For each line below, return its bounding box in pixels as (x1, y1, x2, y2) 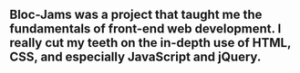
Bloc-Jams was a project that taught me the (9, 7, 263, 23)
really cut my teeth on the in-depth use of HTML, (9, 35, 292, 50)
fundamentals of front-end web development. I (9, 22, 282, 37)
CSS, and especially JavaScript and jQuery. (9, 50, 262, 65)
